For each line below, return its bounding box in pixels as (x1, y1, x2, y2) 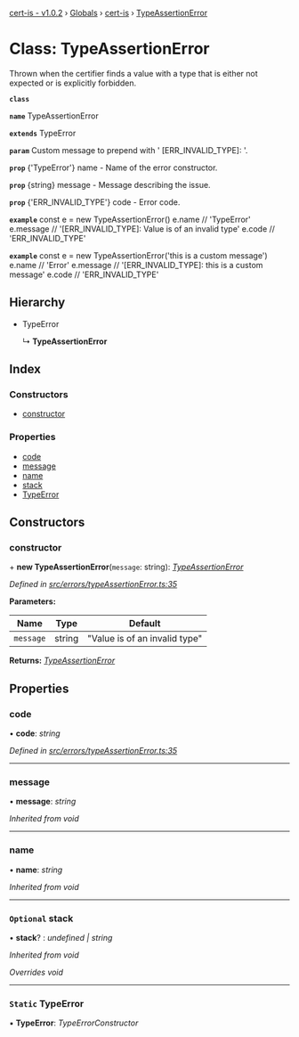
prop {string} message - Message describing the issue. (9, 179, 211, 190)
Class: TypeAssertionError (9, 39, 211, 59)
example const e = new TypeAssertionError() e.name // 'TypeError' (9, 214, 251, 225)
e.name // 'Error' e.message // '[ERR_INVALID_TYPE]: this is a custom (9, 259, 263, 270)
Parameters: (9, 596, 56, 607)
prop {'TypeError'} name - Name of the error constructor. (9, 162, 218, 173)
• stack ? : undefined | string (9, 933, 113, 943)
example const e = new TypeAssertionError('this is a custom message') (9, 249, 269, 261)
